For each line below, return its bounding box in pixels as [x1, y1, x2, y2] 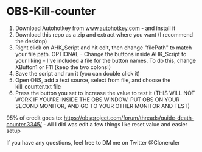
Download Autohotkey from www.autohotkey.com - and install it [15, 24, 176, 32]
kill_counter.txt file [15, 82, 61, 90]
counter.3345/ [6, 120, 43, 128]
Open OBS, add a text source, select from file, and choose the [15, 76, 171, 84]
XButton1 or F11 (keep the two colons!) [15, 63, 111, 71]
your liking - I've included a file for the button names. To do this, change [15, 57, 197, 64]
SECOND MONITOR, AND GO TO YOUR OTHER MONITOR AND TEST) [15, 102, 190, 109]
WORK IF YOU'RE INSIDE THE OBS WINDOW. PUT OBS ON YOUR [15, 96, 180, 103]
